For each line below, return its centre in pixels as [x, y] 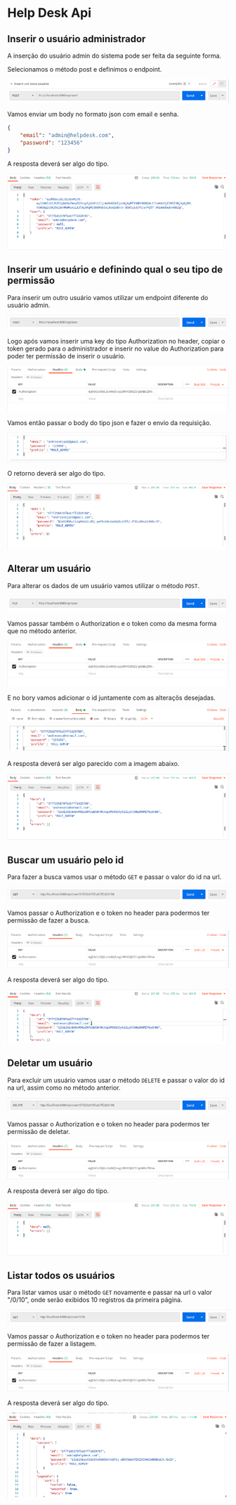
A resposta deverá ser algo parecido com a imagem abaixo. [93, 763]
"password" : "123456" [51, 143]
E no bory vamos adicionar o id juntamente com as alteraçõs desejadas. [111, 698]
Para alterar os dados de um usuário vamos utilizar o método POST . [104, 585]
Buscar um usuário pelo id [66, 860]
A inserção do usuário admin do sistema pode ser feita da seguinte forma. [114, 56]
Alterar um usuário [49, 569]
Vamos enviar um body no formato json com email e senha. [93, 115]
